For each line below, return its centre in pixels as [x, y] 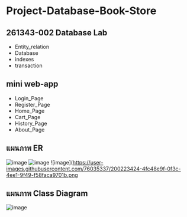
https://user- [88, 162]
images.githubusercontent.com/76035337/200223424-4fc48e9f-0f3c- [93, 169]
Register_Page [32, 104]
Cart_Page [28, 117]
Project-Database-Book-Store [81, 11]
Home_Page [30, 111]
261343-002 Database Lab [57, 33]
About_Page [30, 129]
